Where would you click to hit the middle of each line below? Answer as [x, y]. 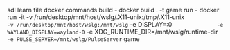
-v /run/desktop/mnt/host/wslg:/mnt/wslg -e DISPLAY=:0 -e [115, 24]
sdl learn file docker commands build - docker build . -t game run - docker [113, 10]
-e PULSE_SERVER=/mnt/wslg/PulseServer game [73, 39]
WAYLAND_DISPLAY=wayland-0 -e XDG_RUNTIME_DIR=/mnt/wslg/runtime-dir [113, 32]
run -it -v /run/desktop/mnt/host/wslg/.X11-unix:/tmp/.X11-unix [96, 17]
